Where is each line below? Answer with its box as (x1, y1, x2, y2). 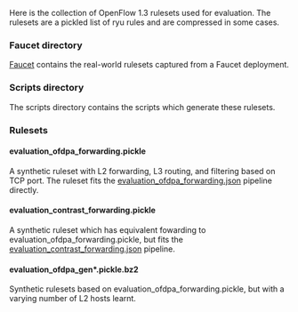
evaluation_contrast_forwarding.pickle (9, 204, 156, 216)
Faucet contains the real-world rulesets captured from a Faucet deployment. (9, 60, 289, 70)
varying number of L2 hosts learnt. (9, 293, 136, 304)
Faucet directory (9, 39, 83, 52)
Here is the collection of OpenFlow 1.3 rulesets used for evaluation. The (9, 8, 271, 18)
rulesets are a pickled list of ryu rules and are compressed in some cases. (9, 17, 280, 28)
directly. (9, 184, 39, 195)
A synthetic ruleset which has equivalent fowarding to (9, 224, 206, 235)
